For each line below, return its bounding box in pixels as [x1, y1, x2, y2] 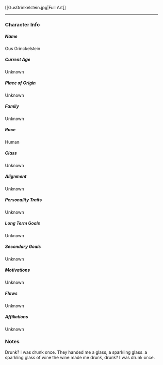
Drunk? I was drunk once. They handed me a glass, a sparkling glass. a [5, 349, 147, 355]
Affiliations [5, 314, 28, 320]
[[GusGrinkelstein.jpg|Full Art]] [5, 5, 66, 10]
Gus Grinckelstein [5, 45, 41, 51]
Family [5, 104, 19, 109]
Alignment [5, 174, 27, 179]
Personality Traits [5, 197, 42, 203]
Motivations [5, 267, 30, 273]
